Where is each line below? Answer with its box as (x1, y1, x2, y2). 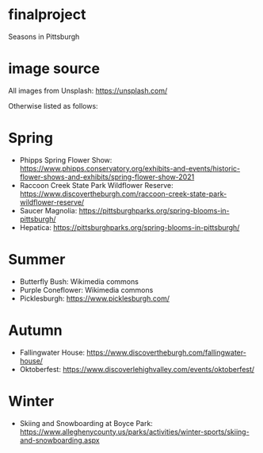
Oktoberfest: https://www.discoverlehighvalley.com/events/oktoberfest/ (19, 364, 255, 374)
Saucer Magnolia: (19, 205, 78, 215)
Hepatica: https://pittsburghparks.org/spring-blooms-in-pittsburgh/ (19, 222, 240, 232)
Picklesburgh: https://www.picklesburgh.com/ (19, 294, 170, 303)
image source (8, 60, 101, 78)
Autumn (8, 321, 63, 339)
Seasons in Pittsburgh (8, 32, 80, 41)
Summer (8, 251, 66, 268)
